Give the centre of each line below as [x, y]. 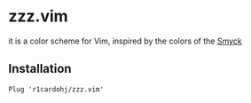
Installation [40, 69]
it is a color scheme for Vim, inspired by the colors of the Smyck [125, 41]
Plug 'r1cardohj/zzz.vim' [56, 89]
